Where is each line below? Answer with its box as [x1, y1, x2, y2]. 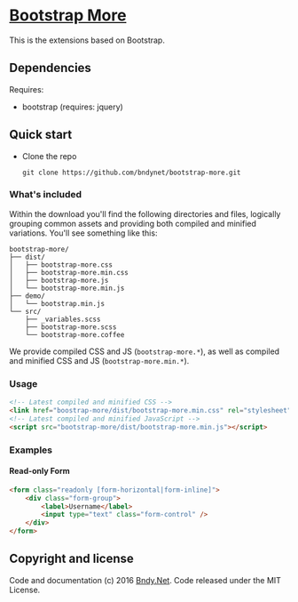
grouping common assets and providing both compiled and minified [9, 218, 257, 229]
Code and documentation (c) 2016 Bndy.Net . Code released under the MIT [9, 574, 282, 585]
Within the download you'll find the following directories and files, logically [9, 208, 281, 219]
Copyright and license [9, 551, 135, 566]
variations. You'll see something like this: [9, 228, 158, 238]
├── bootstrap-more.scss [25, 322, 117, 332]
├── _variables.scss [25, 315, 101, 324]
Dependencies [9, 60, 91, 76]
